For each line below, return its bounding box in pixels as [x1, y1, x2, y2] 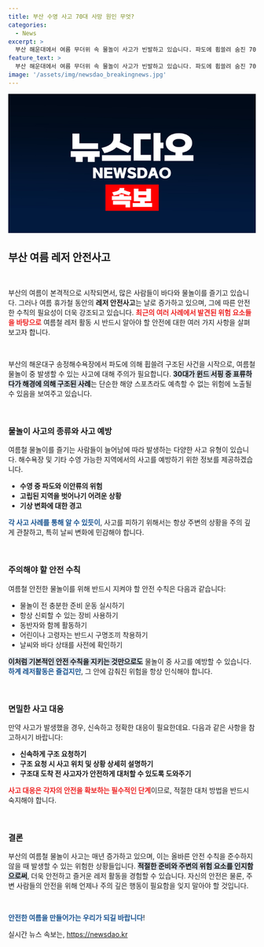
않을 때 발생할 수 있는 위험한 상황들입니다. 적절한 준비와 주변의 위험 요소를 [8, 861, 233, 871]
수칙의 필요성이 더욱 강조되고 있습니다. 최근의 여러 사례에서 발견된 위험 [16, 308, 232, 318]
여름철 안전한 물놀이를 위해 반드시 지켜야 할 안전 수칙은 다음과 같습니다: [8, 584, 226, 593]
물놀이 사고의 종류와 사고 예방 [8, 426, 112, 437]
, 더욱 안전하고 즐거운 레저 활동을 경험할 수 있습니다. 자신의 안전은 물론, [27, 871, 245, 881]
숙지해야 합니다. [8, 795, 57, 805]
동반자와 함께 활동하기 [19, 620, 88, 629]
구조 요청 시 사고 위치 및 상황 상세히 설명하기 [19, 759, 154, 768]
